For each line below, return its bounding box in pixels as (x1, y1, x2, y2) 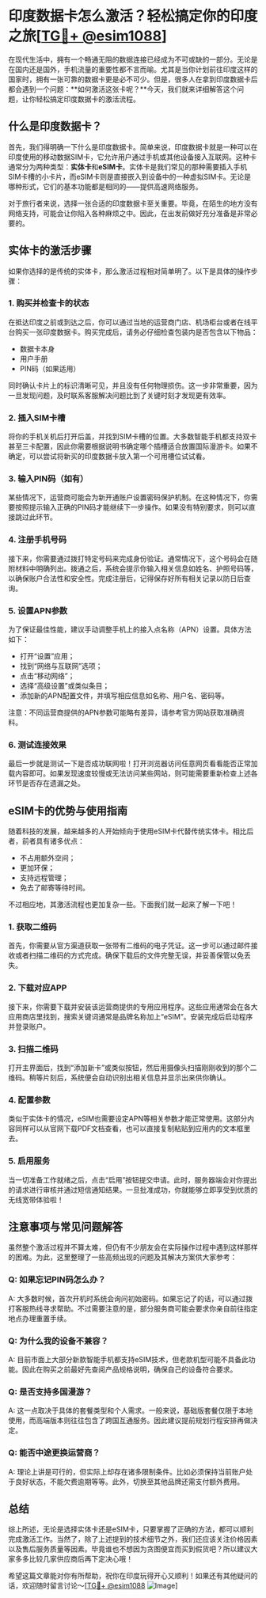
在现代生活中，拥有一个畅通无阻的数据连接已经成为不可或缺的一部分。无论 (8, 55, 251, 64)
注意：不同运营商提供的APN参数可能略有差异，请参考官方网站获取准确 (8, 708, 238, 717)
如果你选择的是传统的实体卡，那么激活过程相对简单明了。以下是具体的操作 (8, 266, 251, 275)
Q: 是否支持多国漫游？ (8, 1386, 93, 1397)
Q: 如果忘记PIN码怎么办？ (8, 1274, 106, 1285)
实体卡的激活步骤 (8, 244, 92, 257)
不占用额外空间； (19, 853, 76, 863)
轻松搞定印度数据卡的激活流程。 (35, 94, 140, 104)
